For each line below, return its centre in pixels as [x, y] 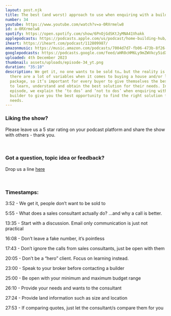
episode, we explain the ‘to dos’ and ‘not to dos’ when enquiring [83, 91]
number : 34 [17, 19]
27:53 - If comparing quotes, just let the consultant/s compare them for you [84, 308]
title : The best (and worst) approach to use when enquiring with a [79, 15]
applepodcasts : [21, 39]
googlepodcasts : [22, 53]
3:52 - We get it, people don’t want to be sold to [55, 204]
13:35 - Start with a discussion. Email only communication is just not [77, 223]
